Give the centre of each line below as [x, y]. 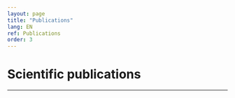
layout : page [26, 14]
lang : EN [20, 27]
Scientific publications [74, 75]
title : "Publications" [40, 20]
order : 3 [20, 40]
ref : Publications [34, 33]
